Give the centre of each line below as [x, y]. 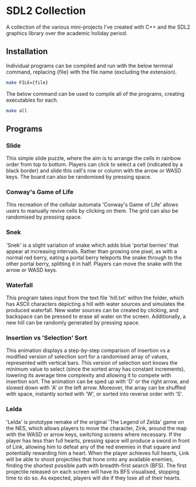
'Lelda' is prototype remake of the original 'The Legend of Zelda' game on [95, 422]
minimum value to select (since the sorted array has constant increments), [96, 369]
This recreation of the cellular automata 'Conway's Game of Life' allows [92, 205]
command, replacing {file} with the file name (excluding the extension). [92, 72]
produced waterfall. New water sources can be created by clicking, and [92, 310]
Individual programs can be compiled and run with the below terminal [90, 65]
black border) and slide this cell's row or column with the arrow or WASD [94, 171]
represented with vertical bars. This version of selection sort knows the [92, 363]
